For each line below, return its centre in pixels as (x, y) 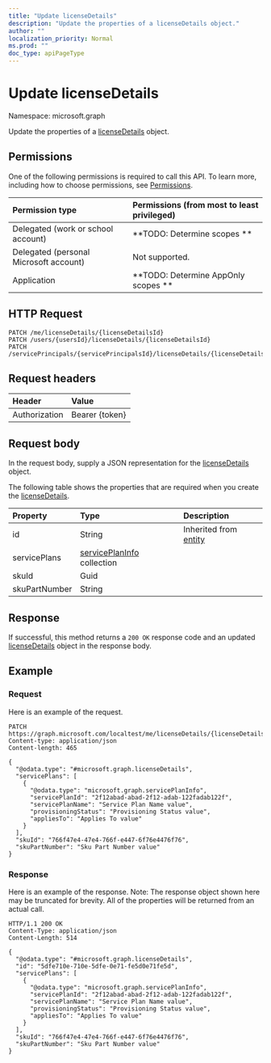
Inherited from (211, 529)
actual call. (26, 909)
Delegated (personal (51, 251)
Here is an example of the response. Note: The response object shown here (134, 892)
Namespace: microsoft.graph (57, 116)
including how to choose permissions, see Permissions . (101, 185)
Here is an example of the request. (66, 711)
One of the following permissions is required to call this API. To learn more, (133, 176)
